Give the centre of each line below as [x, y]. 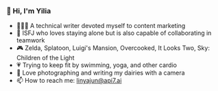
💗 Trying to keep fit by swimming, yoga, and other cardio [97, 65]
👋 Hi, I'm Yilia [29, 11]
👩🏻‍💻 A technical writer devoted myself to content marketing [101, 26]
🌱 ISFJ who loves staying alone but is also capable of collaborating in [114, 33]
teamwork [31, 40]
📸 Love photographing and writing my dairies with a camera [101, 73]
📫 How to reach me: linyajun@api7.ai [69, 81]
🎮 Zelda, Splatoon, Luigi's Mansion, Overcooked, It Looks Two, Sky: [113, 48]
